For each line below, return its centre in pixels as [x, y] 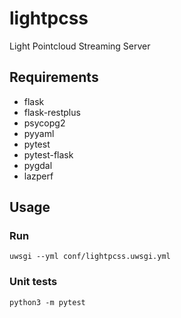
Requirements [54, 77]
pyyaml [39, 133]
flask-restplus [52, 112]
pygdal [38, 165]
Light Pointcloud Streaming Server [80, 46]
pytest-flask [48, 154]
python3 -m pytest [47, 302]
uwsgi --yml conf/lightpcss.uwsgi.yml [90, 257]
